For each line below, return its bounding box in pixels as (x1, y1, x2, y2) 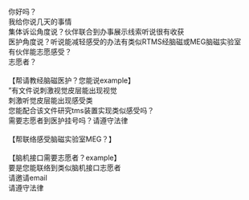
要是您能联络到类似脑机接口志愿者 (8, 163, 121, 172)
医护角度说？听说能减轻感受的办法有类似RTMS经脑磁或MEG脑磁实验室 (8, 37, 242, 47)
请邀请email (8, 173, 48, 182)
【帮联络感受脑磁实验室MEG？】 (8, 134, 116, 144)
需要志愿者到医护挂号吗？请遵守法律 (8, 116, 129, 125)
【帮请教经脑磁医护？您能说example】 (8, 76, 135, 85)
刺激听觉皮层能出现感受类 (8, 96, 93, 105)
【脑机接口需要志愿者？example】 (8, 153, 121, 162)
